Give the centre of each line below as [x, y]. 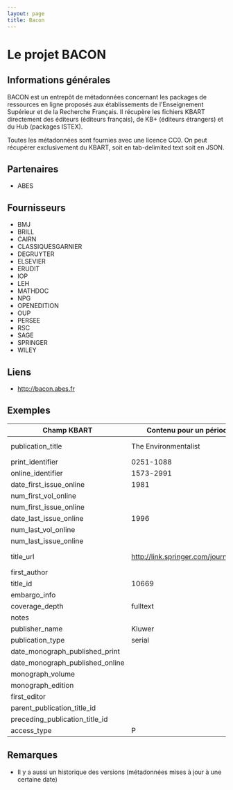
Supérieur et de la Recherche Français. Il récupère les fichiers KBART [106, 111]
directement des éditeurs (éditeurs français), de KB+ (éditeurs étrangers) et [115, 119]
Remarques [33, 755]
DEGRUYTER [36, 254]
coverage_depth [37, 606]
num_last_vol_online [43, 529]
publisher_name [37, 629]
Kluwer [143, 629]
